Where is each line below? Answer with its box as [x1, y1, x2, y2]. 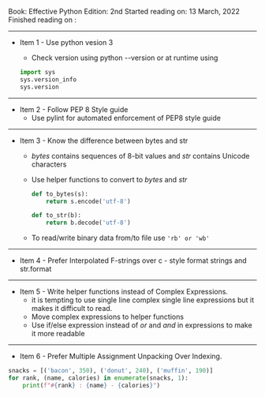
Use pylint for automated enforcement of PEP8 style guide [31, 113, 221, 122]
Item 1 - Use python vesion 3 [19, 38, 114, 47]
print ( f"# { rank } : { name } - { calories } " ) [22, 381, 160, 389]
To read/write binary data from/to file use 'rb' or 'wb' [31, 233, 211, 243]
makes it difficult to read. [31, 304, 113, 313]
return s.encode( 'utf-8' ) [46, 197, 132, 205]
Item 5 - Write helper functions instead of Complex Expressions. [19, 287, 229, 297]
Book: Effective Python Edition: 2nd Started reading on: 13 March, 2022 [8, 7, 241, 16]
